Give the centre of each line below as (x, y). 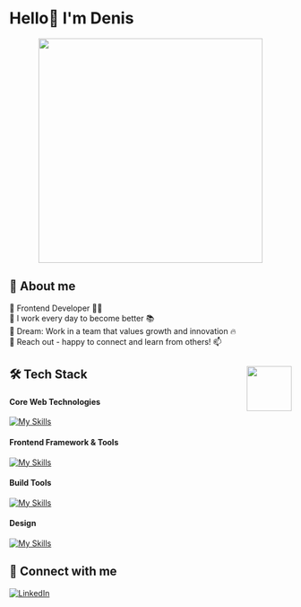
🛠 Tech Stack (48, 375)
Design (23, 523)
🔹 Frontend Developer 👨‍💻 (56, 308)
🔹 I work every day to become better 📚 (82, 318)
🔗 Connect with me (63, 572)
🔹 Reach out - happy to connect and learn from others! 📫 (116, 341)
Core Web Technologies (55, 401)
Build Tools (30, 483)
